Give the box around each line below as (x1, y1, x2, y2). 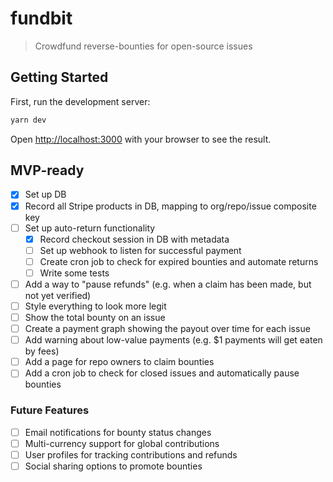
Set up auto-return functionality (24, 222, 156, 234)
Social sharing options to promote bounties (24, 460, 203, 472)
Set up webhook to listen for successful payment (39, 244, 242, 256)
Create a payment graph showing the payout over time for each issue (24, 323, 311, 335)
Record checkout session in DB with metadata (39, 233, 230, 245)
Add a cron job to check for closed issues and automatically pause (24, 367, 300, 379)
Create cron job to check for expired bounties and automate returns (39, 255, 319, 267)
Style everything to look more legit (24, 300, 167, 312)
